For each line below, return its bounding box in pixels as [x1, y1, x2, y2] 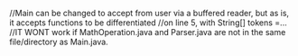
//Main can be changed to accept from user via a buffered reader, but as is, [9, 8, 290, 18]
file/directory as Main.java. [9, 36, 108, 47]
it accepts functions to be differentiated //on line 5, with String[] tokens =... [9, 17, 287, 28]
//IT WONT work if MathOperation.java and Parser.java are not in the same [9, 27, 286, 37]
